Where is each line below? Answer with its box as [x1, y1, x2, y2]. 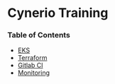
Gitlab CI [17, 61, 43, 70]
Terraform [17, 54, 48, 62]
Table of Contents [7, 30, 71, 40]
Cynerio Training [7, 5, 109, 21]
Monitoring [17, 68, 50, 77]
